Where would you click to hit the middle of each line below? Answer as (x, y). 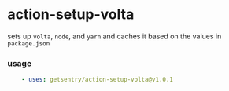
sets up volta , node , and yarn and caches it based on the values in (114, 36)
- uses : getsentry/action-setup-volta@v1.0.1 (98, 80)
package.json (29, 44)
